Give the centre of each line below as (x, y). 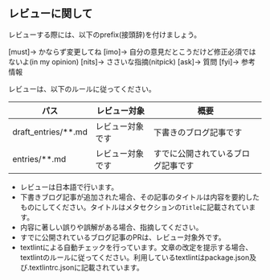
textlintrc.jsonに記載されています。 (86, 267)
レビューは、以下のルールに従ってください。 (82, 89)
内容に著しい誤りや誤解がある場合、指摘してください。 (111, 227)
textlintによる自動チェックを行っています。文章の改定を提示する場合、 (136, 247)
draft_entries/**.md (50, 132)
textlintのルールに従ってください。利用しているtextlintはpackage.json (135, 257)
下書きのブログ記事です (198, 132)
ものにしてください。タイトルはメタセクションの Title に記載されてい (134, 207)
